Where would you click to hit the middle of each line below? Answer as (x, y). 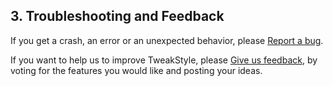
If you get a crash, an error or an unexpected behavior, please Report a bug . (167, 40)
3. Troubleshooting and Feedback (117, 16)
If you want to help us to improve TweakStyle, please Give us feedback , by (164, 60)
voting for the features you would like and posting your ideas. (136, 70)
